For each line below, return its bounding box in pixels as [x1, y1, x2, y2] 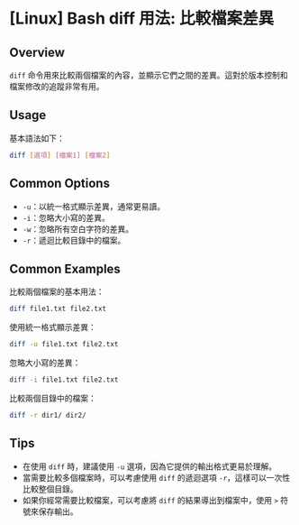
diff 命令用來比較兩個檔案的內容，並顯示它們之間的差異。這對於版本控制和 [9, 69, 288, 80]
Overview [9, 44, 66, 60]
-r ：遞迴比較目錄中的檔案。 [22, 235, 126, 245]
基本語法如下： [9, 133, 65, 143]
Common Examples [9, 261, 122, 276]
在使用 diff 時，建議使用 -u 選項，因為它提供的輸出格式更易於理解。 [22, 461, 277, 472]
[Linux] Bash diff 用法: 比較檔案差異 [9, 8, 275, 29]
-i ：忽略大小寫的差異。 [22, 212, 111, 223]
